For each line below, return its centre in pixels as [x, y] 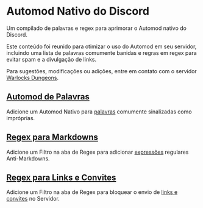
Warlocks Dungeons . [33, 77]
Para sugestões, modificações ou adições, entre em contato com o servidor [101, 71]
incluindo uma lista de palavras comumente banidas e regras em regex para [101, 52]
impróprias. [21, 118]
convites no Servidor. [33, 199]
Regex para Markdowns [52, 138]
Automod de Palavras [48, 97]
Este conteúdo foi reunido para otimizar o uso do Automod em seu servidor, [101, 46]
